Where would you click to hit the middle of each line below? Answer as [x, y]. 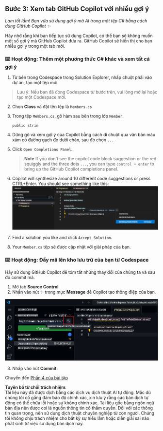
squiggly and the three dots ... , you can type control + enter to [89, 164]
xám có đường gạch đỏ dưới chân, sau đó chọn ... [63, 140]
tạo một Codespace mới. [41, 97]
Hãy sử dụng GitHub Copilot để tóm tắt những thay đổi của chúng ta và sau [80, 272]
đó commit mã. [20, 278]
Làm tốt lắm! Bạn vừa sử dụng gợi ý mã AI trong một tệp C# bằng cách [76, 20]
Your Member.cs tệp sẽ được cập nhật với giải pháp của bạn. [71, 247]
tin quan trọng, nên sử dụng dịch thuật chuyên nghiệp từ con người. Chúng [80, 413]
